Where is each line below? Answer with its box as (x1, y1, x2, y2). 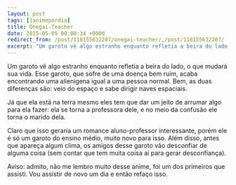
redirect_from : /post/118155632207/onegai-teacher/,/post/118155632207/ (7, 36, 225, 43)
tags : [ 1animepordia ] (7, 17, 71, 24)
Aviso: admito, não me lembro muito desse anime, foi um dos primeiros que (7, 163, 225, 170)
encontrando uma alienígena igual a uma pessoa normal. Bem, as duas (7, 77, 212, 85)
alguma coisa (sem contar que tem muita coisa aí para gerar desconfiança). (7, 149, 227, 157)
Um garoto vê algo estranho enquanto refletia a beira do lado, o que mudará (7, 62, 228, 70)
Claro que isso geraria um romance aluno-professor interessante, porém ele (7, 127, 228, 135)
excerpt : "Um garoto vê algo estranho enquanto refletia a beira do (7, 43, 212, 50)
